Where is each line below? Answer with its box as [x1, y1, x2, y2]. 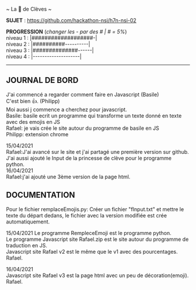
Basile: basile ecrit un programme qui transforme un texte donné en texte [6, 112, 182, 119]
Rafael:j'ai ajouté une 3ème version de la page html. [6, 173, 131, 180]
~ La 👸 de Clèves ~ [6, 6, 52, 12]
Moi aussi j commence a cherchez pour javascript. [6, 106, 127, 113]
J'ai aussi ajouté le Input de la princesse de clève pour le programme [6, 154, 172, 161]
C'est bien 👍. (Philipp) [6, 97, 60, 105]
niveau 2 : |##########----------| [6, 41, 90, 47]
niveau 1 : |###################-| [6, 34, 97, 41]
